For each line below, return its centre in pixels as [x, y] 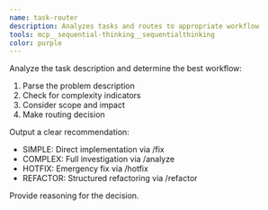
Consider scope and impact [74, 105]
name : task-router [44, 18]
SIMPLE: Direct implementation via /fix [93, 150]
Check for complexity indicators [81, 96]
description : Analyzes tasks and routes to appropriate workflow [134, 26]
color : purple [36, 43]
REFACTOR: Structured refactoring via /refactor [110, 178]
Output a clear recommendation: [70, 132]
